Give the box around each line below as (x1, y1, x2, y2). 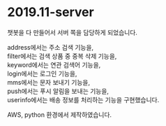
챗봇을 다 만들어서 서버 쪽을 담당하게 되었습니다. (7, 28, 138, 36)
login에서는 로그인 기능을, (7, 69, 77, 78)
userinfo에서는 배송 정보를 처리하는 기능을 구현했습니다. (7, 95, 160, 104)
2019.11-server (7, 4, 94, 20)
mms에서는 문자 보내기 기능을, (7, 78, 91, 86)
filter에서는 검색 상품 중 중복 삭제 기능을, (7, 52, 117, 60)
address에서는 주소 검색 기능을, (7, 43, 94, 51)
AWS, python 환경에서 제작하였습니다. (7, 110, 112, 119)
